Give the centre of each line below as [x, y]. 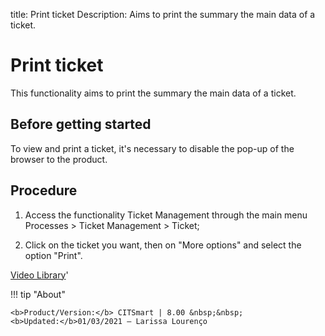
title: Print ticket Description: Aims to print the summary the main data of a [163, 14]
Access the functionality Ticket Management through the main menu [166, 215]
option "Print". [53, 255]
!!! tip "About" [38, 294]
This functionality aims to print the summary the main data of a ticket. [153, 93]
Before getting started [81, 124]
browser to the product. [59, 159]
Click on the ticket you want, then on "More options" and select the [163, 245]
